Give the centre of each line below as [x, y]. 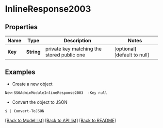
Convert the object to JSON [40, 102]
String [33, 52]
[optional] [125, 49]
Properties [21, 27]
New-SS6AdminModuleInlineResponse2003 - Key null [56, 93]
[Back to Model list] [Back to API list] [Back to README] [61, 120]
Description [77, 41]
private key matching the [73, 49]
